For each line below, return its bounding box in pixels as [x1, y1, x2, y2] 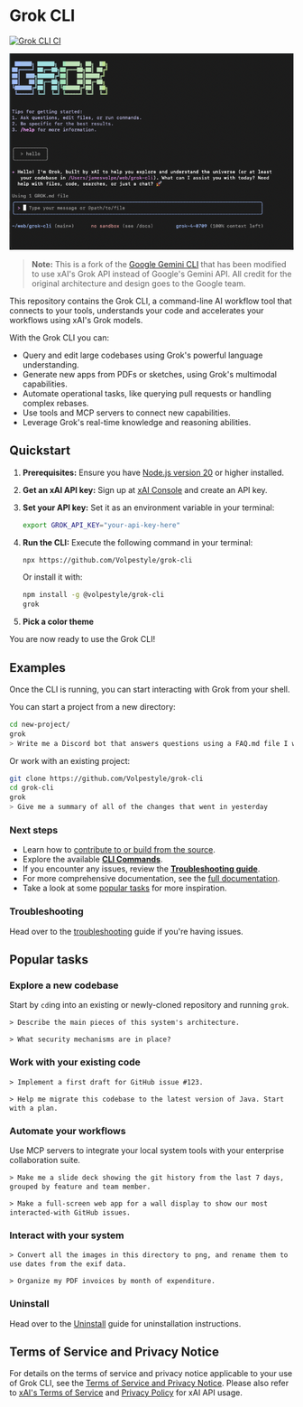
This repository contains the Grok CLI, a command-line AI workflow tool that [9, 295, 292, 306]
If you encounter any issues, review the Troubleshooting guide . [22, 863, 261, 874]
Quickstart [9, 443, 71, 459]
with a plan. [9, 1104, 59, 1113]
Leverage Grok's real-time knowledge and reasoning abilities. [22, 416, 252, 427]
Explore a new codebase [9, 979, 119, 992]
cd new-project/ [9, 720, 70, 729]
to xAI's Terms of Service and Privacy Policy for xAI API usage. [9, 1387, 243, 1398]
